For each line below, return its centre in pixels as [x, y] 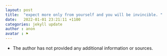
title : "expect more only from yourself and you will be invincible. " [84, 15]
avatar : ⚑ [17, 34]
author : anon [20, 29]
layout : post [19, 10]
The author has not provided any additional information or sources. [83, 48]
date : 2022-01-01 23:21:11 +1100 [43, 19]
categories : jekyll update [34, 24]
